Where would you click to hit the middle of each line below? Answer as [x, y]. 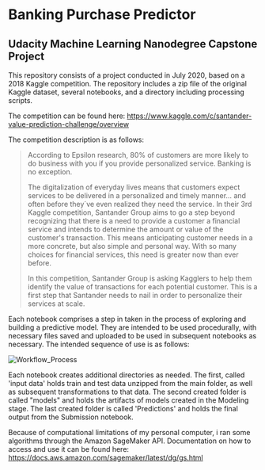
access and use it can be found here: [68, 449]
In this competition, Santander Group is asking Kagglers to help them [140, 278]
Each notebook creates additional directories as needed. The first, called [127, 375]
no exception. [50, 172]
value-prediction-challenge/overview [68, 124]
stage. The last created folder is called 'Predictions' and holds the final [123, 409]
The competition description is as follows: [76, 139]
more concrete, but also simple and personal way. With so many [132, 246]
